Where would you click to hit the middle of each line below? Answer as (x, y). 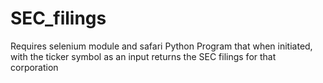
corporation (34, 67)
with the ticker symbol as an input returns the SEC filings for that (143, 56)
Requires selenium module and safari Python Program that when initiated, (161, 46)
